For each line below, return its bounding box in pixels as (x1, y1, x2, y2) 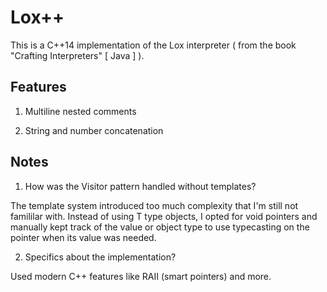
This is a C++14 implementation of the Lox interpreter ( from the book (10, 39, 297, 51)
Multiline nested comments (24, 105, 137, 117)
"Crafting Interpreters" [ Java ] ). (10, 49, 145, 61)
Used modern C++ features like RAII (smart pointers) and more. (10, 270, 272, 282)
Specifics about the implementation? (24, 251, 177, 263)
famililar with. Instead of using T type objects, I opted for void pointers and (10, 210, 318, 222)
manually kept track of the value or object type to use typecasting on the (10, 221, 310, 233)
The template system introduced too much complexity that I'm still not (10, 199, 299, 211)
